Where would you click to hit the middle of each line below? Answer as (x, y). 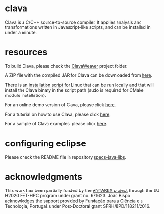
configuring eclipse (46, 144)
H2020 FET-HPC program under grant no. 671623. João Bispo (68, 195)
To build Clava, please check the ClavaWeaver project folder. (66, 66)
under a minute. (21, 32)
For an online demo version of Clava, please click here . (60, 105)
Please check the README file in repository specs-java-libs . (66, 157)
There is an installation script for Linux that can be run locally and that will (80, 85)
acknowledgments (44, 177)
